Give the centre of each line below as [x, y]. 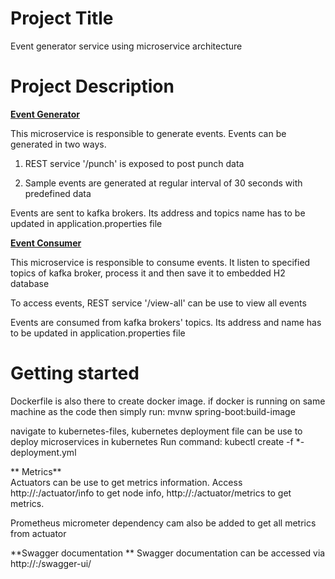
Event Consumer [46, 243]
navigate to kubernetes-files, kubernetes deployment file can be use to [156, 431]
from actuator [38, 533]
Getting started [75, 373]
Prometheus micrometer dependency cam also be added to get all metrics [163, 523]
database [30, 283]
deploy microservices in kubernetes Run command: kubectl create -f [152, 441]
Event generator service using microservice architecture [126, 46]
